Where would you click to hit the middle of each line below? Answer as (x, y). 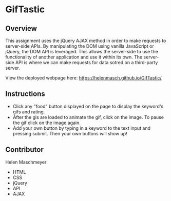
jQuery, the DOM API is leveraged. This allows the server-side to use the (82, 52)
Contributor (24, 150)
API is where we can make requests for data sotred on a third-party (87, 62)
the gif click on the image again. (47, 123)
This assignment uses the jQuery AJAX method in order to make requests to (86, 41)
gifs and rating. (29, 112)
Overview (21, 28)
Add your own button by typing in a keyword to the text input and (81, 128)
